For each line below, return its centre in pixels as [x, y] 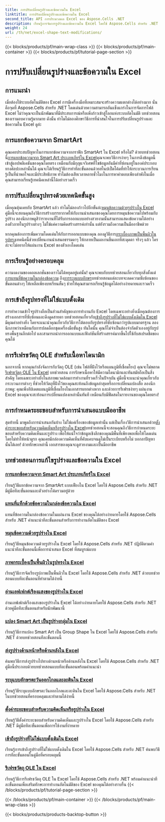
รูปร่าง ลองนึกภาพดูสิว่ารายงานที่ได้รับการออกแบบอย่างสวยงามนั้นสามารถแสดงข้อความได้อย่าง [80, 218]
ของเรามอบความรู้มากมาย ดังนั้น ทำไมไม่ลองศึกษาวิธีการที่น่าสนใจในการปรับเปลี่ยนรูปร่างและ [79, 119]
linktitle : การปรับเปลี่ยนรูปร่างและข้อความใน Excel [47, 14]
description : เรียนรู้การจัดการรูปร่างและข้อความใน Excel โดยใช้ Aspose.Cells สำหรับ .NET [82, 23]
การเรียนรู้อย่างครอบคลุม [34, 261]
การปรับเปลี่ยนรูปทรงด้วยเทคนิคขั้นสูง [50, 196]
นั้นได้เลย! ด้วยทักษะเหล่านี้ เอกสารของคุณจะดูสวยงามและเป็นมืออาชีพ [61, 444]
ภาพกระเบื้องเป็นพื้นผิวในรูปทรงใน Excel [45, 563]
